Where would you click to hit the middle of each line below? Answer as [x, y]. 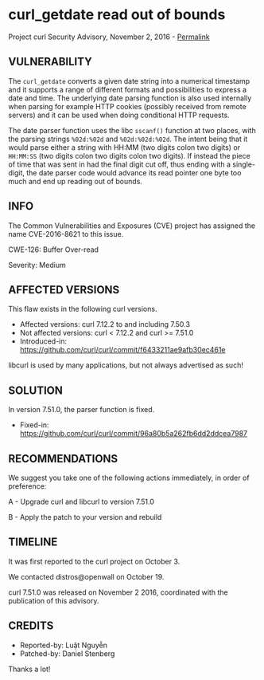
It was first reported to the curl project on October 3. [94, 561]
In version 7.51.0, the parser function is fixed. [82, 410]
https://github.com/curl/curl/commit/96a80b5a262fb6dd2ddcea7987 [134, 434]
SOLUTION [36, 390]
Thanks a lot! [29, 669]
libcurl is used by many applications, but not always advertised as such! [126, 365]
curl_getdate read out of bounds [117, 15]
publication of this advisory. [54, 600]
